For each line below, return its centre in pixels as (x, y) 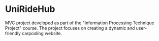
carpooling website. (42, 33)
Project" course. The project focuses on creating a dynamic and (70, 28)
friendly (13, 33)
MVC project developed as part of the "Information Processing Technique (80, 23)
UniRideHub (30, 9)
